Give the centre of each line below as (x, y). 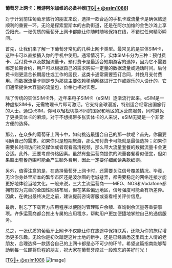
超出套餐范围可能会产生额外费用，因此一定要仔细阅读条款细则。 (77, 160)
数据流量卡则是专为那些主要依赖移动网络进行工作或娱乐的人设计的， (90, 81)
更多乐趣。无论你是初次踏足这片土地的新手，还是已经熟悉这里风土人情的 (86, 237)
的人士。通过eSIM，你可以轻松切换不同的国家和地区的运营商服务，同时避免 (85, 111)
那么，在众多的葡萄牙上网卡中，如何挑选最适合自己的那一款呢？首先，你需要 (86, 134)
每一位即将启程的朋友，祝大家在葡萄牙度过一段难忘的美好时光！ (81, 250)
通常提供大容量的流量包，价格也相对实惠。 (55, 87)
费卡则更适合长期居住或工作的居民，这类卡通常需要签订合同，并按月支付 (81, 74)
